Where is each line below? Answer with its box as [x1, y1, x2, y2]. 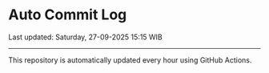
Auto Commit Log [8, 6, 127, 24]
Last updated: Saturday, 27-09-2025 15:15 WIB [8, 32, 163, 42]
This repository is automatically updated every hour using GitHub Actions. [8, 55, 252, 65]
